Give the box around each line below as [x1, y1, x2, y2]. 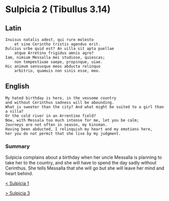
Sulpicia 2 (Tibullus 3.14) [5, 4, 111, 15]
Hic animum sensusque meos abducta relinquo [5, 64, 101, 69]
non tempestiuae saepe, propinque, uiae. [14, 59, 103, 64]
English [5, 82, 29, 91]
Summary [5, 143, 30, 150]
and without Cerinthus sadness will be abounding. [5, 100, 114, 105]
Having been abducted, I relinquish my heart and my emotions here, [5, 126, 153, 131]
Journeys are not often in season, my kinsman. [5, 122, 108, 127]
